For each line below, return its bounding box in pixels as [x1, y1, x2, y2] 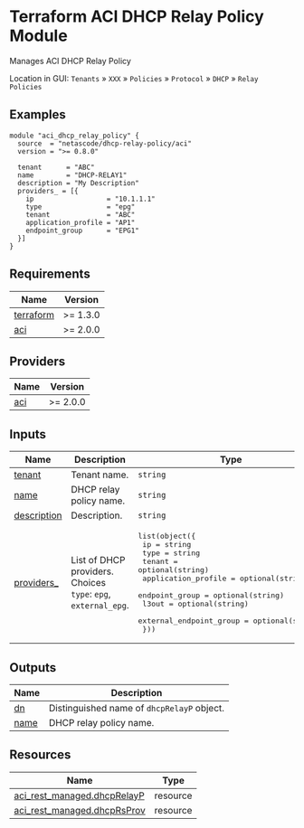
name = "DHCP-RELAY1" [17, 170, 128, 180]
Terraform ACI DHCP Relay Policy [9, 6, 264, 27]
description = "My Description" [17, 178, 140, 187]
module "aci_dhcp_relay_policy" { [9, 131, 140, 140]
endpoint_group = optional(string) [138, 590, 285, 600]
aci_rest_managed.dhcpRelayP [14, 789, 145, 802]
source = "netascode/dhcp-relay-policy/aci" [17, 138, 193, 148]
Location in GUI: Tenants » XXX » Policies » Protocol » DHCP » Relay [9, 72, 259, 83]
